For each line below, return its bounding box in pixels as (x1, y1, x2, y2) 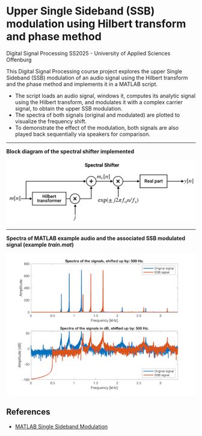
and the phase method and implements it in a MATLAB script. (6, 80, 158, 88)
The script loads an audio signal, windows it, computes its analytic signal (14, 92, 196, 99)
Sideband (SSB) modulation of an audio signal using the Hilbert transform (6, 74, 188, 81)
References (6, 407, 50, 417)
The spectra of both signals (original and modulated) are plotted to (14, 111, 180, 118)
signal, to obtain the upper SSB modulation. (14, 105, 123, 112)
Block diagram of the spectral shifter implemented (6, 147, 134, 155)
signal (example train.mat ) (6, 241, 74, 248)
